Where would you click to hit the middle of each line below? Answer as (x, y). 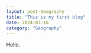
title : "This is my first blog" (46, 17)
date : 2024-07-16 (27, 22)
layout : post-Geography (35, 11)
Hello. (13, 45)
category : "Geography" (34, 28)
